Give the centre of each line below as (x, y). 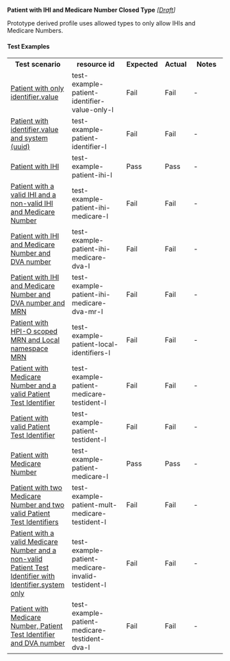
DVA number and (38, 303)
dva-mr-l (87, 312)
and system (29, 138)
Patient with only (37, 89)
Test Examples (28, 46)
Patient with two (37, 488)
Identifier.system (38, 585)
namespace (29, 348)
